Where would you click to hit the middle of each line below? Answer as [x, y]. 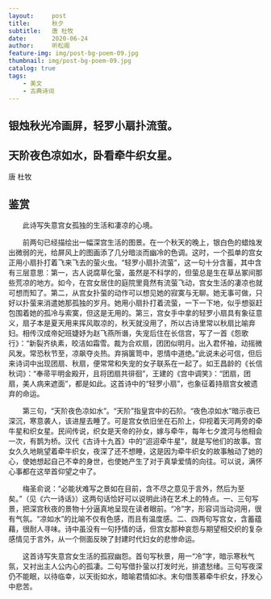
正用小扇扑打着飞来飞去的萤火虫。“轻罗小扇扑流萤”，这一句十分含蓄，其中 [132, 262]
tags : [17, 76]
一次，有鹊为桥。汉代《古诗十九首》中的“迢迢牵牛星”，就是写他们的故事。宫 [135, 442]
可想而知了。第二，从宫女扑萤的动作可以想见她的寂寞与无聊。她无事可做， [132, 293]
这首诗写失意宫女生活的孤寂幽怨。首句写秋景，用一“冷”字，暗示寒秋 [135, 556]
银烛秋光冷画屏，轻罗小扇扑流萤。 [93, 126]
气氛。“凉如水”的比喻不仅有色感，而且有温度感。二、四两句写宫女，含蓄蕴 [138, 519]
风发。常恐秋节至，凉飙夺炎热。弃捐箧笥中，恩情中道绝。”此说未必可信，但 [132, 354]
